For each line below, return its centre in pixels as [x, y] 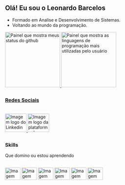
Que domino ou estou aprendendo [40, 156]
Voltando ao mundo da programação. [50, 25]
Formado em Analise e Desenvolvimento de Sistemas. [66, 20]
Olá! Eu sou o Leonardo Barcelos [55, 8]
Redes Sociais [22, 100]
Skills [12, 145]
